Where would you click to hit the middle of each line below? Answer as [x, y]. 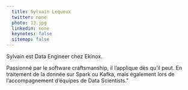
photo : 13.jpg [29, 23]
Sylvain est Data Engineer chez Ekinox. [55, 56]
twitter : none [29, 17]
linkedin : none [31, 28]
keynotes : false [32, 34]
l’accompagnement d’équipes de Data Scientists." [68, 80]
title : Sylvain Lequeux [41, 12]
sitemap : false [31, 39]
